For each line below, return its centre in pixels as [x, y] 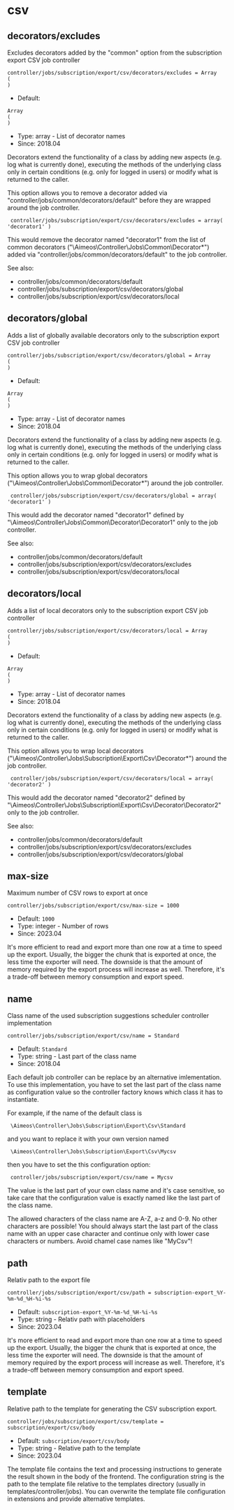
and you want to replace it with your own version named [88, 1139]
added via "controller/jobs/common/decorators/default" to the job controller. [117, 254]
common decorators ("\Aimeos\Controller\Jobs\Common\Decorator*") [108, 247]
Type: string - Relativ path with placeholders [81, 1319]
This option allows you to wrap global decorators [78, 475]
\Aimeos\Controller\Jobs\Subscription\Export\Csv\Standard [98, 1126]
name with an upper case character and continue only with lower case [108, 1234]
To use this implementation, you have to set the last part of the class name [114, 1085]
